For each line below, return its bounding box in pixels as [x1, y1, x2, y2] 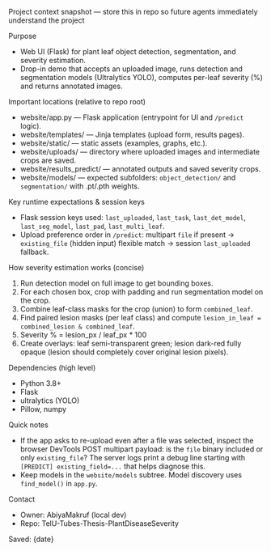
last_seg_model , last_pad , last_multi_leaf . [19, 222, 165, 231]
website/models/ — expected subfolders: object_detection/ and [19, 173, 236, 182]
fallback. [19, 247, 49, 256]
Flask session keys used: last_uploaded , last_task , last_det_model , [19, 213, 247, 222]
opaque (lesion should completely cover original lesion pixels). [19, 347, 229, 357]
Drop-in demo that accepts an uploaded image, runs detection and [19, 64, 243, 74]
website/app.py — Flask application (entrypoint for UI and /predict [19, 112, 244, 122]
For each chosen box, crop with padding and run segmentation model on [19, 287, 264, 296]
